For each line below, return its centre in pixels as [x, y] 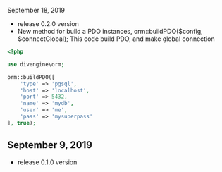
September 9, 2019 [50, 145]
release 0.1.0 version [47, 162]
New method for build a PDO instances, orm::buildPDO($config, [110, 31]
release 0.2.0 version [48, 24]
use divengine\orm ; [36, 64]
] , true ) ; [22, 123]
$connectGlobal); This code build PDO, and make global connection [116, 39]
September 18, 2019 [36, 10]
